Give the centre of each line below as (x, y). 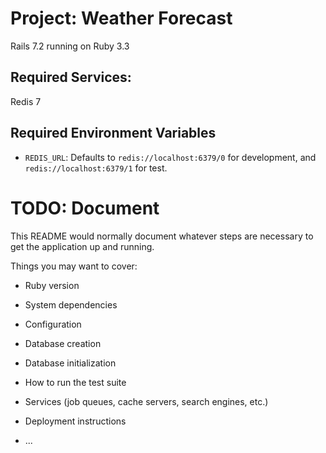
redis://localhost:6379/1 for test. (96, 168)
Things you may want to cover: (74, 266)
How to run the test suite (75, 382)
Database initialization (70, 363)
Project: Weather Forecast (121, 18)
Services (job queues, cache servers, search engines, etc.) (146, 401)
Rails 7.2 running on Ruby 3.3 (70, 46)
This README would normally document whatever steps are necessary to (162, 236)
